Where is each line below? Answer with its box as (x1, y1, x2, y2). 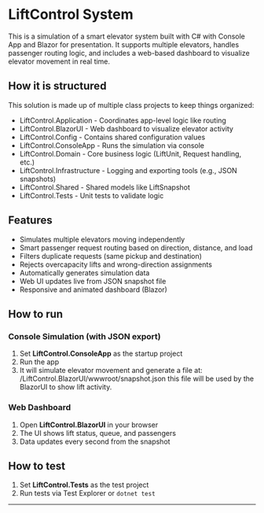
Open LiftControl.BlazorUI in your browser (19, 419, 159, 430)
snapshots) (19, 174, 57, 183)
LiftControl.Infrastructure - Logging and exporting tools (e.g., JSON (19, 165, 237, 175)
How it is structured (8, 79, 107, 93)
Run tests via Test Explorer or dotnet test (19, 489, 156, 498)
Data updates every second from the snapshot (19, 437, 170, 446)
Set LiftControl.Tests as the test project (19, 480, 149, 489)
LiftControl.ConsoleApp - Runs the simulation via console (19, 140, 205, 150)
